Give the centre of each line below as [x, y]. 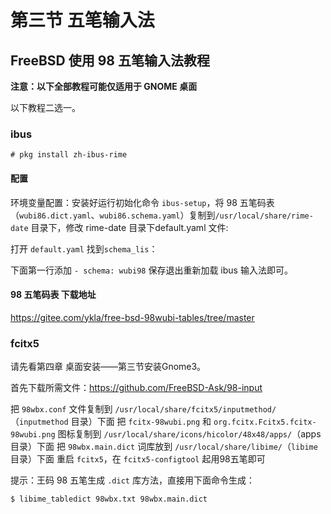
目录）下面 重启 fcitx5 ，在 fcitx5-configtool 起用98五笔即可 [138, 459]
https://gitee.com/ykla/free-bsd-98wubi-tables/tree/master [132, 317]
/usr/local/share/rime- [264, 216]
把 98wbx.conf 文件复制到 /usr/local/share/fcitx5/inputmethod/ [143, 409]
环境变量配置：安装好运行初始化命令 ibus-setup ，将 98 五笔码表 [142, 202]
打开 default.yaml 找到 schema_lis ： [84, 248]
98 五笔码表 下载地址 [53, 295]
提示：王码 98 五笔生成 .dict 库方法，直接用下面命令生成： [132, 480]
